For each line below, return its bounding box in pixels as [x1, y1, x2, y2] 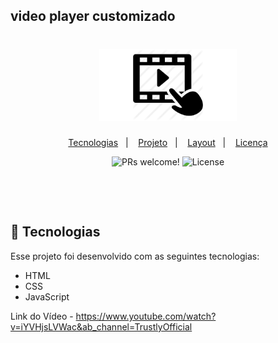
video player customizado [10, 8, 176, 25]
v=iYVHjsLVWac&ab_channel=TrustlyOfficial [10, 320, 193, 333]
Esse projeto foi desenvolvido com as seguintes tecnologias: [10, 250, 260, 262]
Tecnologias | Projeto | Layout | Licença [68, 137, 268, 148]
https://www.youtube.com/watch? [75, 310, 217, 322]
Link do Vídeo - [10, 310, 74, 322]
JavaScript [24, 290, 70, 303]
